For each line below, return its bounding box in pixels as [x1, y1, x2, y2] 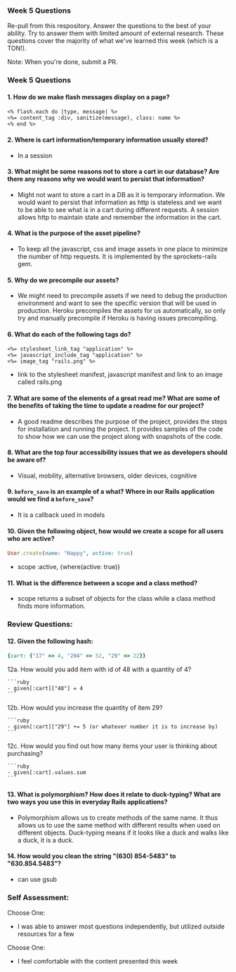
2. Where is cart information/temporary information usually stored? [7, 136, 209, 144]
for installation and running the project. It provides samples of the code [17, 425, 223, 433]
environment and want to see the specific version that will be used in [17, 299, 217, 308]
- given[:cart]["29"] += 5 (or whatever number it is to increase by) [7, 723, 218, 730]
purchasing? [7, 749, 44, 758]
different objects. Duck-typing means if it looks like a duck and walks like [17, 828, 229, 837]
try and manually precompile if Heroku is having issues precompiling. [17, 314, 218, 323]
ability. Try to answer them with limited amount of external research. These [7, 29, 224, 37]
